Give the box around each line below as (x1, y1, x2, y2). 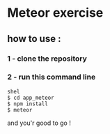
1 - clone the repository (7, 54, 87, 64)
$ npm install (7, 100, 49, 107)
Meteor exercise (7, 5, 104, 21)
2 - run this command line (7, 72, 96, 82)
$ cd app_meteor (7, 94, 54, 101)
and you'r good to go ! (7, 119, 71, 127)
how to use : (7, 33, 61, 45)
